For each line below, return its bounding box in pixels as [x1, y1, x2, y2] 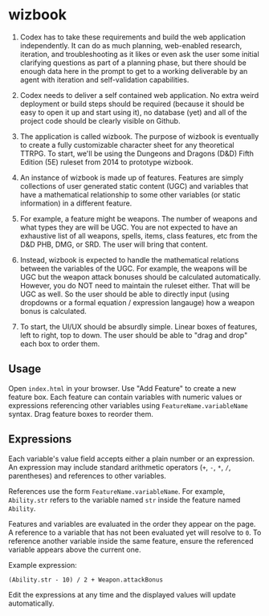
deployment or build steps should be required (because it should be [19, 99, 245, 108]
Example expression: [8, 560, 78, 569]
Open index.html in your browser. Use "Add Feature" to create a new [8, 383, 237, 393]
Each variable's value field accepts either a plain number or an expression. [8, 454, 255, 463]
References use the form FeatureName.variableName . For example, [8, 486, 226, 496]
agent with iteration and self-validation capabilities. [19, 75, 190, 84]
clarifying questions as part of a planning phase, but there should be [19, 58, 247, 67]
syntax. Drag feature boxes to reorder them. [8, 409, 154, 418]
